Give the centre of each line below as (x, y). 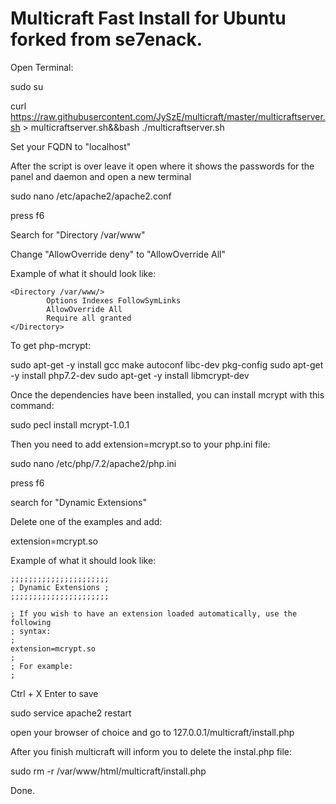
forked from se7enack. (106, 39)
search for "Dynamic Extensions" (78, 502)
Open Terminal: (42, 67)
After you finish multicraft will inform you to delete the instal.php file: (151, 751)
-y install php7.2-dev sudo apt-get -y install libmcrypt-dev (130, 375)
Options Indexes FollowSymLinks (114, 300)
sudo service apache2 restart (71, 713)
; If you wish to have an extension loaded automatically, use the (154, 613)
